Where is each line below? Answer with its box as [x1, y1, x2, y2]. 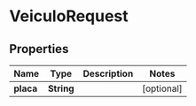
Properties [9, 42, 69, 57]
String [47, 82, 74, 95]
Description [82, 68, 134, 79]
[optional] [141, 82, 184, 95]
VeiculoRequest [9, 6, 129, 26]
